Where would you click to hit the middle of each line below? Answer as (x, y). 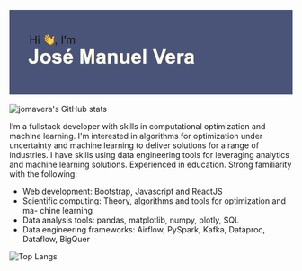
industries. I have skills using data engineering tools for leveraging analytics (150, 155)
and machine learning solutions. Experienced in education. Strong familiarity (151, 165)
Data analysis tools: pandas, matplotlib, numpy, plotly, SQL (131, 220)
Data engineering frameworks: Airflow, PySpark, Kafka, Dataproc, (144, 230)
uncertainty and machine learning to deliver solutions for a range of (134, 145)
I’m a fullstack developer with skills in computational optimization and (138, 127)
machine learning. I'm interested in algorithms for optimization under (136, 136)
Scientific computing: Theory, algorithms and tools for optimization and (154, 201)
